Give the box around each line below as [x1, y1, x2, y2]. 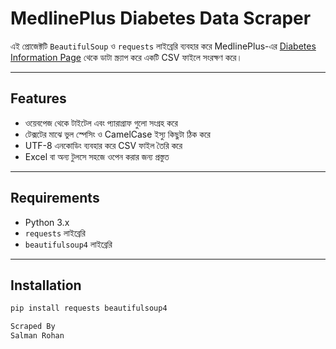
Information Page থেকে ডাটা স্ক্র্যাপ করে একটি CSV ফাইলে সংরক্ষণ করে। [10, 51, 243, 63]
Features [10, 90, 67, 107]
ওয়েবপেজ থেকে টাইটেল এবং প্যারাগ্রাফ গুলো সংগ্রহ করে [24, 117, 178, 129]
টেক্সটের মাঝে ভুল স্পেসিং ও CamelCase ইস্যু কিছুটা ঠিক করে [24, 128, 211, 140]
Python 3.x [24, 216, 70, 228]
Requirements [10, 190, 100, 207]
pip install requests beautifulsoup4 [10, 303, 168, 314]
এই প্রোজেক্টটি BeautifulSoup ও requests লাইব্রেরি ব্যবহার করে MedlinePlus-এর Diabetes [10, 40, 317, 52]
